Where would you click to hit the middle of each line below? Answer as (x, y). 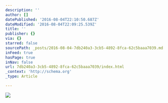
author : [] (17, 15)
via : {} (14, 39)
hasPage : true (20, 57)
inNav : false (19, 62)
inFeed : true (19, 53)
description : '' (22, 10)
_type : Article (21, 76)
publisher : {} (20, 34)
